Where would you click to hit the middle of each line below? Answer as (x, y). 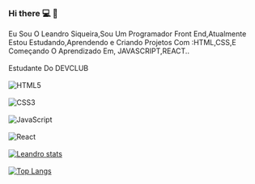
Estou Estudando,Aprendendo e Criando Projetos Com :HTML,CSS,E (123, 43)
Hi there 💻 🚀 (33, 13)
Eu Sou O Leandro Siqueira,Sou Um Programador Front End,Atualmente (127, 34)
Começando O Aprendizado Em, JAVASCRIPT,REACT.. (99, 51)
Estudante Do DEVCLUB (49, 69)
